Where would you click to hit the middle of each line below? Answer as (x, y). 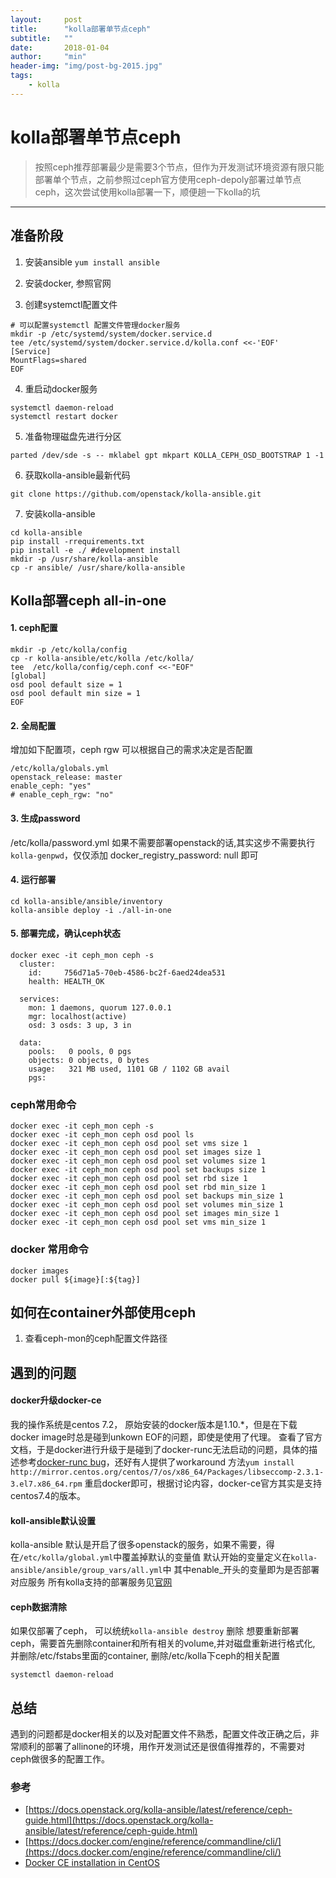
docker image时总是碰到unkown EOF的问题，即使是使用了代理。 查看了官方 (166, 1437)
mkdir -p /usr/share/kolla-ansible (84, 559)
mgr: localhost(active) (78, 1016)
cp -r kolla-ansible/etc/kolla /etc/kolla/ (102, 659)
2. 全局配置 (33, 725)
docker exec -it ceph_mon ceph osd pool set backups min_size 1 (147, 1196)
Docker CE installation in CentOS (92, 1863)
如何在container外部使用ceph (103, 1312)
